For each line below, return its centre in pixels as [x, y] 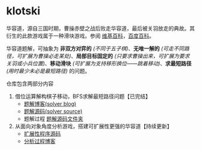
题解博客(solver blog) [50, 103]
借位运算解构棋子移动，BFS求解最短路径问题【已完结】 [83, 96]
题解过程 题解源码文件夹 [54, 118]
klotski [23, 11]
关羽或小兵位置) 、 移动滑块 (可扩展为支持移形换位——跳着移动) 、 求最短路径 [99, 63]
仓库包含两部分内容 [30, 83]
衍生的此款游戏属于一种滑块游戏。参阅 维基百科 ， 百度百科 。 [80, 36]
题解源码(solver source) [53, 111]
